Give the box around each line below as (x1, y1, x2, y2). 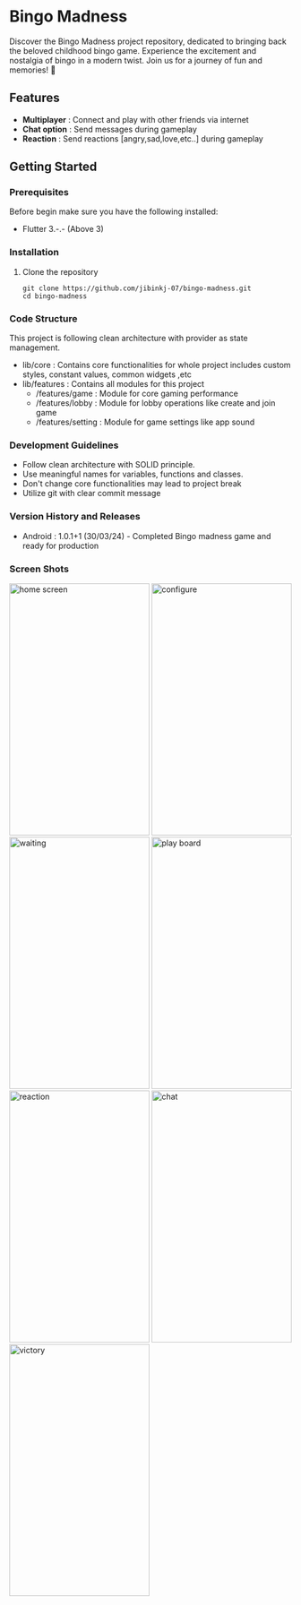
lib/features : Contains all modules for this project (21, 379, 204, 390)
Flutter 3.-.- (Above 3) (21, 224, 105, 235)
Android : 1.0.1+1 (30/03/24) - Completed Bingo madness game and (21, 530, 271, 541)
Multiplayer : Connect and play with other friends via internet (21, 114, 249, 124)
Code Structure (9, 312, 78, 324)
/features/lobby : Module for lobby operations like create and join (35, 398, 276, 408)
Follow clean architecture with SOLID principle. (21, 459, 195, 470)
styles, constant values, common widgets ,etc (21, 369, 193, 380)
